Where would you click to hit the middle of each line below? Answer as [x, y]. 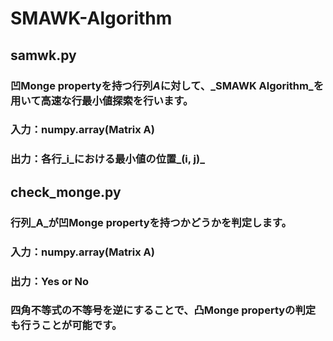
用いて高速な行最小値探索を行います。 [102, 100]
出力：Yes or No [50, 281]
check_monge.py [66, 192]
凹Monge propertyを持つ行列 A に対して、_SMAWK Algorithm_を [167, 85]
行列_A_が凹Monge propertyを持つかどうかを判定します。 [151, 222]
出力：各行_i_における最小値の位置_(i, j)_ [108, 159]
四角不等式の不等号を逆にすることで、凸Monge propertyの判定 [163, 310]
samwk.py [43, 55]
